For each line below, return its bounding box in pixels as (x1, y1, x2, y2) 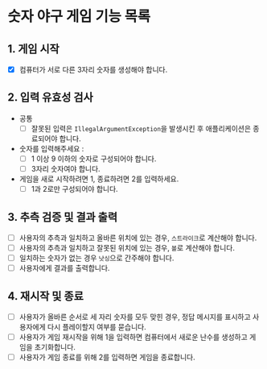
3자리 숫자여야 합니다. (31, 164, 101, 173)
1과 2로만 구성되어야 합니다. (31, 184, 118, 194)
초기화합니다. (34, 342, 76, 352)
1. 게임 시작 (7, 42, 60, 56)
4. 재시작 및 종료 (7, 289, 84, 303)
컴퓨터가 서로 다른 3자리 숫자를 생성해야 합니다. (18, 65, 168, 74)
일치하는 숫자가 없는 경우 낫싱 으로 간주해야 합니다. (18, 253, 175, 263)
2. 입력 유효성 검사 (7, 90, 93, 105)
